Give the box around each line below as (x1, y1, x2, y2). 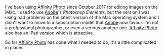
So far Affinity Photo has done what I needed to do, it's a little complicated (5, 39, 157, 45)
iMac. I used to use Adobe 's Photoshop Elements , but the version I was (5, 9, 150, 15)
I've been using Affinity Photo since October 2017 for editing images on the (5, 4, 158, 10)
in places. (5, 45, 25, 50)
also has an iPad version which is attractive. (5, 30, 94, 36)
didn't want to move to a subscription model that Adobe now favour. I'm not (5, 19, 159, 25)
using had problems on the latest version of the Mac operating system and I (5, 15, 159, 20)
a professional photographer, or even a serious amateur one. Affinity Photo (5, 25, 158, 31)
